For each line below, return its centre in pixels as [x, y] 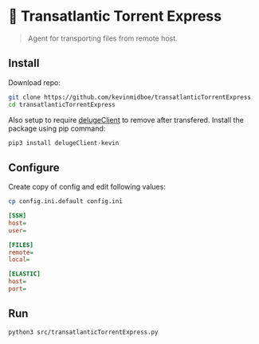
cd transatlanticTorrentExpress [62, 104]
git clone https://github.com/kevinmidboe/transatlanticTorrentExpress [129, 97]
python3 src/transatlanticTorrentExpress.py [83, 332]
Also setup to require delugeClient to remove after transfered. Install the [126, 119]
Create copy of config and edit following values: [87, 187]
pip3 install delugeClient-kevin [64, 143]
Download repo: [35, 82]
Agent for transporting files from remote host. [102, 38]
